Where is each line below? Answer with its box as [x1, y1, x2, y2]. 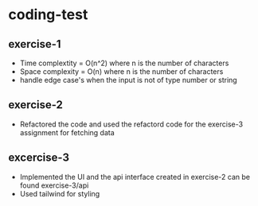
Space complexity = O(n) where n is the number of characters [19, 67, 224, 76]
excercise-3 [8, 151, 70, 165]
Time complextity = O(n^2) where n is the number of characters [19, 58, 229, 68]
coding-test [8, 6, 88, 24]
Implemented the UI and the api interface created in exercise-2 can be [19, 172, 251, 181]
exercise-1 [8, 37, 61, 51]
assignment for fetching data [19, 127, 115, 137]
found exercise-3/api [19, 181, 89, 190]
